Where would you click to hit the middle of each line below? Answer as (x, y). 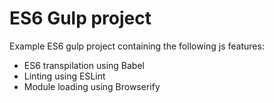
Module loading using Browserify (92, 86)
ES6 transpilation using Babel (84, 65)
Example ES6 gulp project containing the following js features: (137, 46)
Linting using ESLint (64, 76)
